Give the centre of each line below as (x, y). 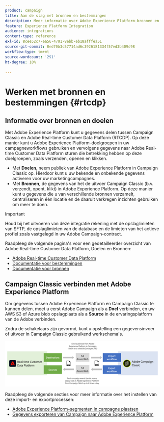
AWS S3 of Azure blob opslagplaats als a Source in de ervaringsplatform (79, 314)
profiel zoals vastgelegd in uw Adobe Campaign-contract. (64, 234)
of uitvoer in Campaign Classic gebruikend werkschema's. (64, 334)
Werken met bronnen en (55, 92)
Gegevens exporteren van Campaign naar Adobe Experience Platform (83, 414)
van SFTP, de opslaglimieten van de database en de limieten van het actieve (82, 229)
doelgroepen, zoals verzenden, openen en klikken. (56, 158)
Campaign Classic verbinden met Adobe (68, 284)
